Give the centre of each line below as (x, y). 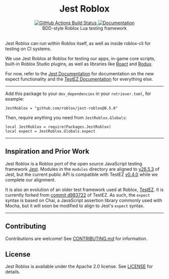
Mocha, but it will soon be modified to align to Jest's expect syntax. (75, 206)
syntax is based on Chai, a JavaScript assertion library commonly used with (84, 200)
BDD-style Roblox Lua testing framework (84, 28)
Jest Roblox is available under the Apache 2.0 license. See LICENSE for (79, 266)
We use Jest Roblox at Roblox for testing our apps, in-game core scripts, (80, 58)
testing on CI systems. (28, 49)
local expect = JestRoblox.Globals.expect (50, 131)
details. (13, 272)
